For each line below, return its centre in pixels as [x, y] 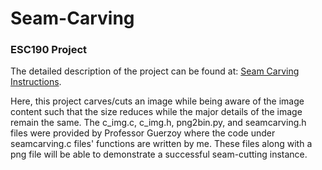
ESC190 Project [49, 50]
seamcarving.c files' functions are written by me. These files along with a [161, 144]
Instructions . [36, 82]
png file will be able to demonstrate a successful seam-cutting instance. [159, 154]
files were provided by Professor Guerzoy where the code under [143, 133]
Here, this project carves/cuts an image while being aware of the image [157, 101]
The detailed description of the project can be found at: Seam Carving [155, 71]
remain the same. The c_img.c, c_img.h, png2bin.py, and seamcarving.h [158, 123]
